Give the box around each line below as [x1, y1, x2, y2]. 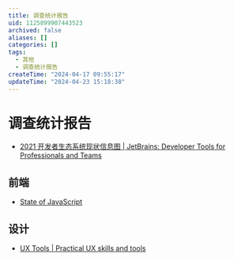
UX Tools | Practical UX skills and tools [19, 244, 146, 253]
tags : [8, 48, 26, 56]
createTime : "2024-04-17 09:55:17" [8, 70, 126, 78]
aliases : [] [8, 33, 47, 42]
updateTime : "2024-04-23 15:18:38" [8, 78, 126, 85]
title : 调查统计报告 [8, 11, 69, 20]
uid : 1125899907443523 [8, 19, 83, 27]
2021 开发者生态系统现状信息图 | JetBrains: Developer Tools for [19, 142, 226, 151]
